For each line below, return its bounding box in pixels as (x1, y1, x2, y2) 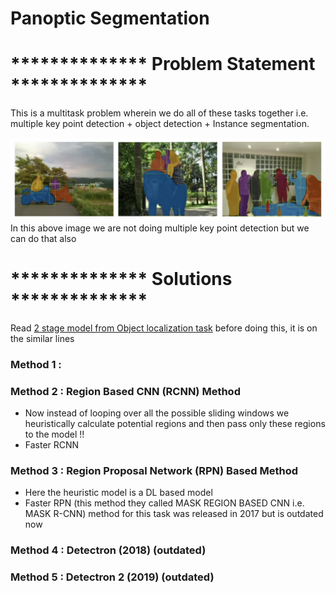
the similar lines (10, 332, 75, 344)
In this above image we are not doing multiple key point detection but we (10, 222, 310, 234)
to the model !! (24, 428, 85, 441)
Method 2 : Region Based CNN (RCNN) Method (10, 384, 241, 398)
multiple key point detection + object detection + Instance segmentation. (10, 118, 310, 130)
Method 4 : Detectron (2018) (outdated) (10, 543, 207, 557)
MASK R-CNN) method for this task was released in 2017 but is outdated (24, 508, 324, 520)
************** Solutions (10, 268, 233, 291)
